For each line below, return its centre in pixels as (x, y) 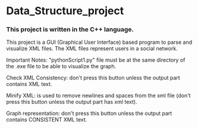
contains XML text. (29, 84)
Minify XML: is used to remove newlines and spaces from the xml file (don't (99, 95)
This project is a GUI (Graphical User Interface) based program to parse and (99, 42)
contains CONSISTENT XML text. (47, 120)
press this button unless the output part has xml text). (72, 102)
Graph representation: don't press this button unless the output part (89, 113)
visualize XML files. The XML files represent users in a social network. (92, 49)
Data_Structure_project (65, 11)
